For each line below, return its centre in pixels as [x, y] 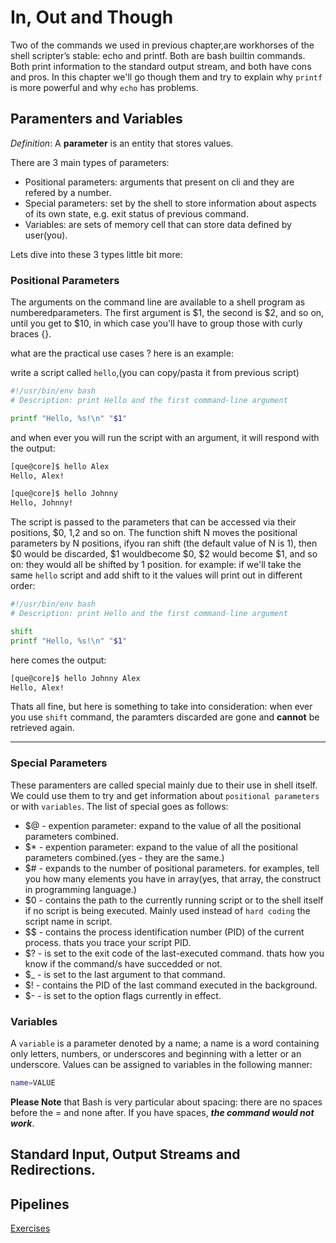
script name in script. [68, 921]
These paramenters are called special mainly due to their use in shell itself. [164, 785]
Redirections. [53, 1170]
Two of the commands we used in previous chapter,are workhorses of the [162, 45]
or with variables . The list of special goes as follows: [119, 806]
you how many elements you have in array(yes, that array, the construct [173, 878]
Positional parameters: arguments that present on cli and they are [159, 182]
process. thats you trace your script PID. [108, 942]
